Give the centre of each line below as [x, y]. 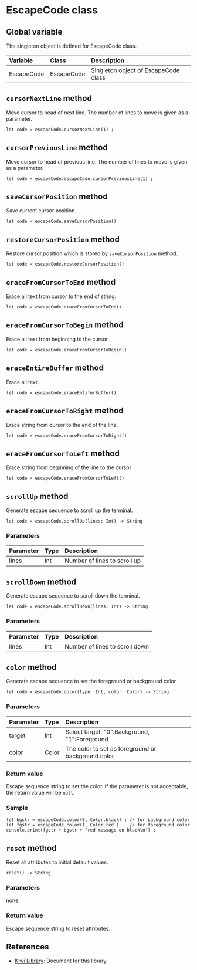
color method [31, 667]
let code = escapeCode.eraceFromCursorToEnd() [64, 307]
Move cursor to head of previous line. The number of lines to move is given [97, 161]
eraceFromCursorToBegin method [65, 325]
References [28, 947]
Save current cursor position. [41, 211]
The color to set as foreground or [111, 748]
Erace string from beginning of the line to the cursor [69, 467]
